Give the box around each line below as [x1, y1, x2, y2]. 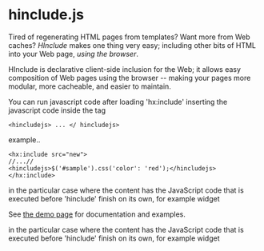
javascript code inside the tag [8, 106, 106, 115]
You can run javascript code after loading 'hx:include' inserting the [8, 97, 228, 106]
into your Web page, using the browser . [8, 49, 138, 58]
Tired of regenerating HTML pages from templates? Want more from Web [8, 32, 250, 42]
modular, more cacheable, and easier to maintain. [8, 82, 172, 91]
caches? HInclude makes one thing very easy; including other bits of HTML [8, 40, 257, 50]
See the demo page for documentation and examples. [8, 209, 186, 219]
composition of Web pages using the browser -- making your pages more [8, 73, 251, 82]
